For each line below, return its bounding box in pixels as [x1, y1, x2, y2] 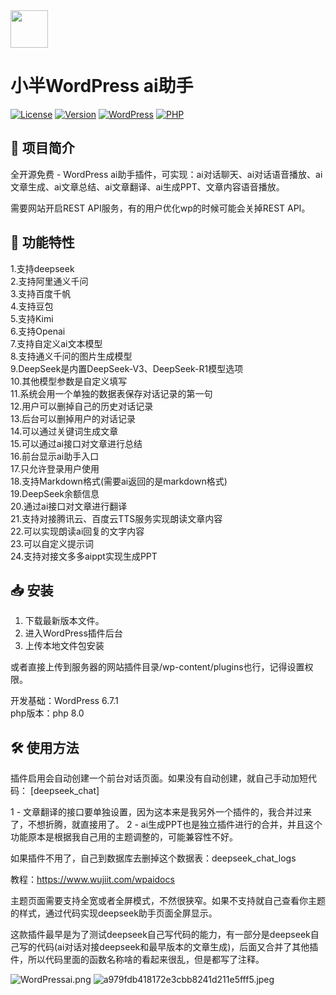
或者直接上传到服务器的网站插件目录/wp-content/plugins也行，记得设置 [10, 661, 305, 673]
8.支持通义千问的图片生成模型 [10, 350, 133, 362]
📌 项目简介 [10, 140, 75, 157]
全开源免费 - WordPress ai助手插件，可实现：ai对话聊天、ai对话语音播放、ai [10, 168, 323, 180]
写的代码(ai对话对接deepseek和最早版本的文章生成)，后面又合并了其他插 [18, 941, 319, 953]
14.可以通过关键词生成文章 [10, 425, 119, 437]
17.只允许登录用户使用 [10, 462, 100, 474]
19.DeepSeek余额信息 [10, 487, 100, 499]
